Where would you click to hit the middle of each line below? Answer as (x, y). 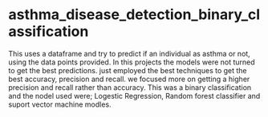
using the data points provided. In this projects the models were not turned (132, 62)
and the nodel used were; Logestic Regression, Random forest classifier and (134, 96)
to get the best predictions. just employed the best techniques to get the (128, 70)
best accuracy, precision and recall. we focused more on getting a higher (129, 79)
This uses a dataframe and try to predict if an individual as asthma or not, (129, 53)
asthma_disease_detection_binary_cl (134, 15)
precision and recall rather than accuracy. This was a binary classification (130, 87)
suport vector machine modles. (60, 104)
